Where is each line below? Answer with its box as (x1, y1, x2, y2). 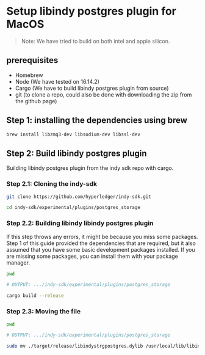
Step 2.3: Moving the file (6, 307, 81, 316)
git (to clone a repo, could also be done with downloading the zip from (15, 90, 192, 98)
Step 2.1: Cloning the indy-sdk (6, 180, 98, 188)
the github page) (15, 97, 57, 104)
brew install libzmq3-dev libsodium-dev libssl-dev (6, 131, 140, 137)
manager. (6, 258, 31, 266)
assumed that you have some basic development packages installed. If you (6, 246, 195, 253)
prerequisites (6, 55, 59, 65)
